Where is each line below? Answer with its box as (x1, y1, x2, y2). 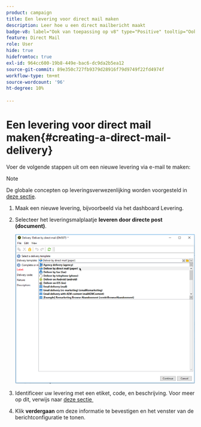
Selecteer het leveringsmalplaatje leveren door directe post (14, 216, 163, 223)
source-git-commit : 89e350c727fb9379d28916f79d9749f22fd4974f (6, 66, 165, 72)
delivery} (6, 144, 53, 157)
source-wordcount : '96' (6, 79, 66, 85)
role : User (6, 41, 33, 47)
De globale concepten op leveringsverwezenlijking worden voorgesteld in (6, 186, 187, 194)
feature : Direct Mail (6, 35, 60, 41)
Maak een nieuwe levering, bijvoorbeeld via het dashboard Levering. (14, 204, 184, 212)
